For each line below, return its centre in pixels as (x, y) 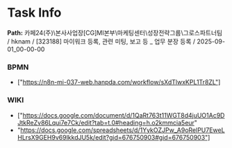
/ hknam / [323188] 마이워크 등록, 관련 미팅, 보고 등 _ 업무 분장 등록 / (101, 41)
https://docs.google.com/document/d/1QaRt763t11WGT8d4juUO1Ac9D (124, 115)
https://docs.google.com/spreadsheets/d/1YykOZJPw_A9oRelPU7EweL (123, 130)
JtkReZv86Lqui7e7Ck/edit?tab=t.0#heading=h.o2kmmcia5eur (106, 122)
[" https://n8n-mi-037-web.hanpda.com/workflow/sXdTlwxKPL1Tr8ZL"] (119, 82)
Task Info (34, 13)
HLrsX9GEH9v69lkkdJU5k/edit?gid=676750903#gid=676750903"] (114, 137)
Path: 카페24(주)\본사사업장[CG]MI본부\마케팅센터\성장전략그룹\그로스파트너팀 (115, 33)
